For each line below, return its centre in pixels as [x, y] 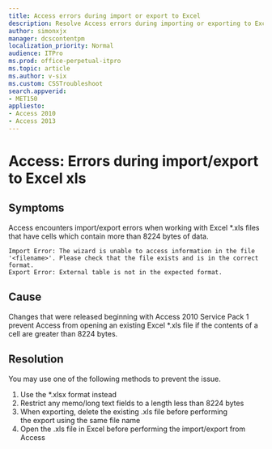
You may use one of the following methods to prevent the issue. [115, 379]
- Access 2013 [32, 121]
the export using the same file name [80, 420]
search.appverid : [38, 91]
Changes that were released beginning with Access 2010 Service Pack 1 [129, 316]
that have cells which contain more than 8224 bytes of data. [108, 236]
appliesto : [27, 106]
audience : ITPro [36, 53]
